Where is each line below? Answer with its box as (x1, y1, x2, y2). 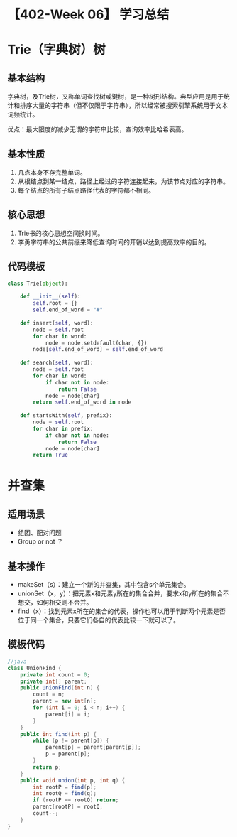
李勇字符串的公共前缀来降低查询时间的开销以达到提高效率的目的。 (17, 237, 211, 246)
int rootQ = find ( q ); (33, 790, 97, 797)
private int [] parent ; (20, 678, 87, 685)
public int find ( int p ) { (20, 730, 97, 738)
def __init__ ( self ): (20, 293, 81, 301)
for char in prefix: (33, 425, 94, 432)
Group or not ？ (17, 537, 64, 546)
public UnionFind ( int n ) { (20, 684, 100, 691)
